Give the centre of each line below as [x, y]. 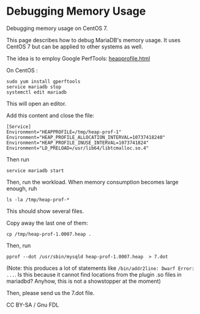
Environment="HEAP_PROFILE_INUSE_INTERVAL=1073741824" [78, 143]
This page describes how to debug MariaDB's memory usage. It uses [94, 40]
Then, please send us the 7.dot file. [50, 293]
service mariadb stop [34, 87]
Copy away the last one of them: [47, 223]
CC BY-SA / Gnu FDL [33, 305]
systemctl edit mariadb [37, 92]
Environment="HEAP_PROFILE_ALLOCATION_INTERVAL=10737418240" [86, 137]
